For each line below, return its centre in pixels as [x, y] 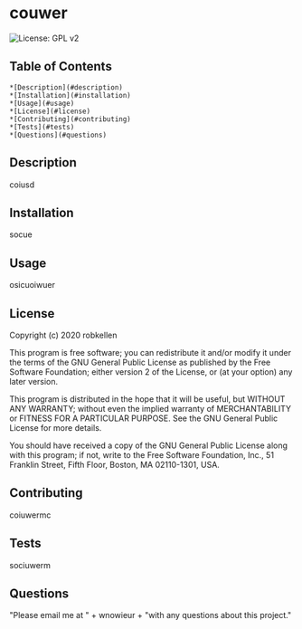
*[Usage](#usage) [42, 103]
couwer [38, 13]
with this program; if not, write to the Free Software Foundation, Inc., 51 [142, 455]
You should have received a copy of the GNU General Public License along [148, 445]
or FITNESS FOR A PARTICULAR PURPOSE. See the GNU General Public [144, 418]
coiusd [22, 185]
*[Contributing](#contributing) [70, 119]
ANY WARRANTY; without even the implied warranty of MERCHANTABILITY [151, 409]
